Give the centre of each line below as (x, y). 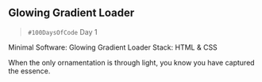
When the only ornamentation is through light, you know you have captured (132, 62)
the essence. (29, 71)
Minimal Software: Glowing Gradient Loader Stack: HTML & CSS (113, 47)
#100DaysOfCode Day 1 (62, 32)
